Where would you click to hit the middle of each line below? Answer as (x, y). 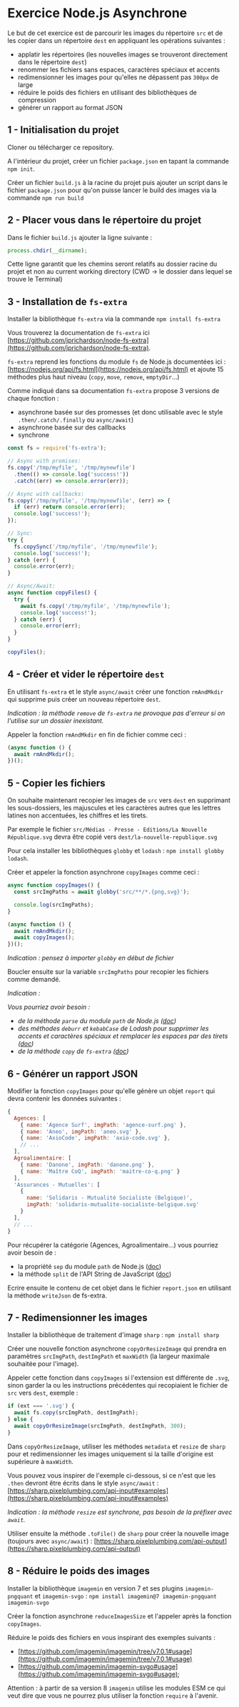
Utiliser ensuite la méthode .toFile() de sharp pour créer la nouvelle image (118, 1533)
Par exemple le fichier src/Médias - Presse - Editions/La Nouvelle (107, 830)
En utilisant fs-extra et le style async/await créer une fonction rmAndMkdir (116, 692)
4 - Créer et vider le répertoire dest (86, 674)
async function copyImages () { (54, 885)
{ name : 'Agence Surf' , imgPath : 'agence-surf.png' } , (103, 1125)
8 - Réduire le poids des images (79, 1571)
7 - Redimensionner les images (77, 1317)
